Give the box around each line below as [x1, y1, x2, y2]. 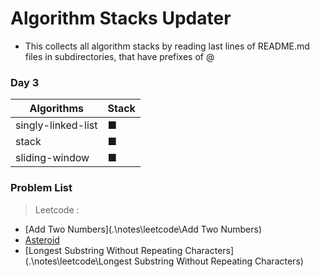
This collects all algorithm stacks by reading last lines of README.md [24, 40, 310, 52]
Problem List [10, 181, 73, 195]
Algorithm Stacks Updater [10, 7, 232, 30]
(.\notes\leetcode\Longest [24, 255, 132, 267]
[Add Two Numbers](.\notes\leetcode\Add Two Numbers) [24, 223, 263, 235]
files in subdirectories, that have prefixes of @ [24, 50, 215, 62]
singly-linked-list [15, 118, 98, 132]
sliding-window [15, 151, 90, 165]
